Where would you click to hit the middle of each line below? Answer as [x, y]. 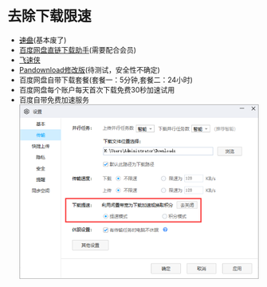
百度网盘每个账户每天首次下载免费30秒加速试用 [97, 89]
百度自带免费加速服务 [54, 100]
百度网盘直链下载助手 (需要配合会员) [78, 49]
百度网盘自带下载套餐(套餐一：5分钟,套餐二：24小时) [106, 80]
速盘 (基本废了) [43, 40]
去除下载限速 [50, 16]
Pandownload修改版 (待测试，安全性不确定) [89, 69]
